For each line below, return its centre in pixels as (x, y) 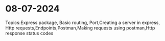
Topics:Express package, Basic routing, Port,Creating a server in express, (82, 22)
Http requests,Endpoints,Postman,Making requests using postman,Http (80, 27)
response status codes (29, 33)
